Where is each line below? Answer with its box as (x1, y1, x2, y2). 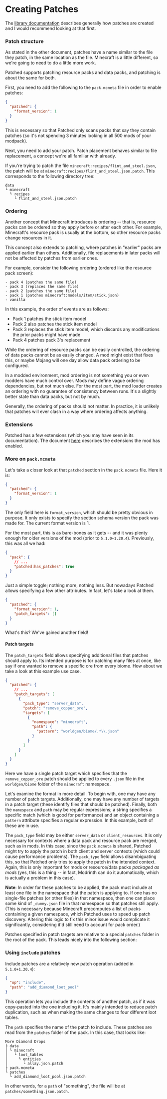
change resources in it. (5, 234, 52, 240)
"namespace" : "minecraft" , (31, 719, 88, 724)
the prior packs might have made (12, 331, 81, 337)
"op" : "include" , (9, 980, 46, 985)
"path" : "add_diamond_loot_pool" (9, 985, 79, 990)
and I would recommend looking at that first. (5, 25, 96, 31)
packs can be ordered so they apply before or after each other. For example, (5, 224, 163, 230)
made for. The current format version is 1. (5, 520, 90, 526)
